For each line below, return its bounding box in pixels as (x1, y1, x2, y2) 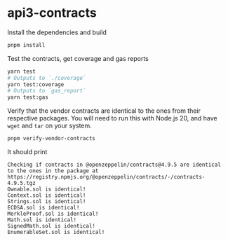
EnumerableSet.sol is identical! (7, 229, 105, 236)
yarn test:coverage (7, 81, 65, 88)
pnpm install (7, 41, 46, 48)
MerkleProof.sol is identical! (7, 210, 99, 218)
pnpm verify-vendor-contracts (7, 135, 96, 142)
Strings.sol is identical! (7, 198, 86, 205)
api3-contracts (7, 5, 97, 21)
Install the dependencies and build (7, 28, 107, 36)
